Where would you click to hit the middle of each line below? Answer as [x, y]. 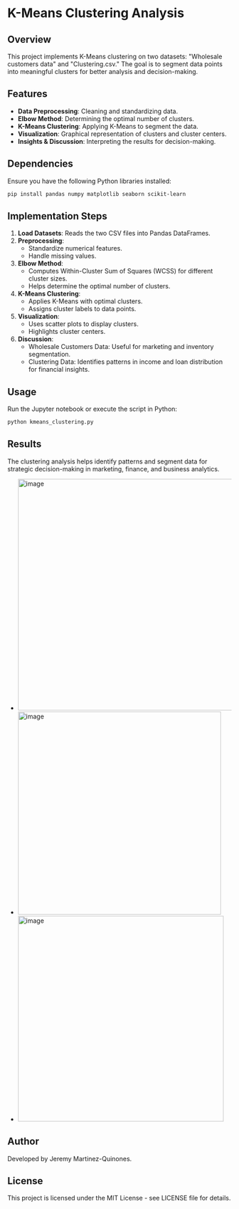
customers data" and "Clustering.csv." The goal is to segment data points [115, 64]
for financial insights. [59, 370]
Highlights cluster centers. [67, 332]
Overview [30, 40]
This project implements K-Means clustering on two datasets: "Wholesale [115, 56]
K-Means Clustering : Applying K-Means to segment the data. [108, 126]
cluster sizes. [48, 278]
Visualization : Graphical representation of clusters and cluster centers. [122, 134]
